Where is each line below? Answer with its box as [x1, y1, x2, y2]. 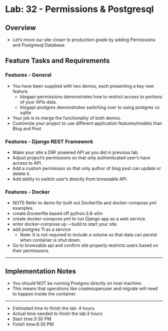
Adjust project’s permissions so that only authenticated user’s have [12, 154, 151, 161]
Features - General [5, 72, 51, 79]
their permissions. [12, 248, 50, 254]
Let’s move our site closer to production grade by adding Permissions [12, 37, 156, 43]
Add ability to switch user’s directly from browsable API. [12, 176, 128, 182]
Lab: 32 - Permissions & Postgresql [5, 4, 154, 15]
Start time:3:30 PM [12, 316, 51, 322]
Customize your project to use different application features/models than [12, 120, 162, 126]
